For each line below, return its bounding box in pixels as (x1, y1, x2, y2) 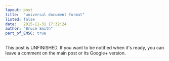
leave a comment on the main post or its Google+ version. (5, 50, 126, 56)
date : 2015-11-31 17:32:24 (5, 21, 67, 27)
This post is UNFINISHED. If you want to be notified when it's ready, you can (5, 45, 164, 50)
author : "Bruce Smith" (5, 26, 53, 31)
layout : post (5, 7, 33, 13)
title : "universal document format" (5, 12, 85, 17)
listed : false (5, 17, 35, 22)
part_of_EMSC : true (5, 31, 47, 36)
